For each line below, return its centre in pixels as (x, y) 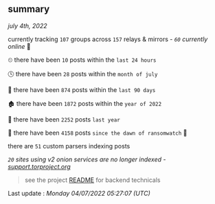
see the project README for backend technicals (92, 180)
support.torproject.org (39, 166)
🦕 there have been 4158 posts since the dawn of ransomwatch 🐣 (98, 133)
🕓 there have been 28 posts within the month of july (83, 73)
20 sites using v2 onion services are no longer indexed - (87, 159)
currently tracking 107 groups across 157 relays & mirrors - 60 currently (108, 39)
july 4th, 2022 (27, 25)
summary (29, 9)
